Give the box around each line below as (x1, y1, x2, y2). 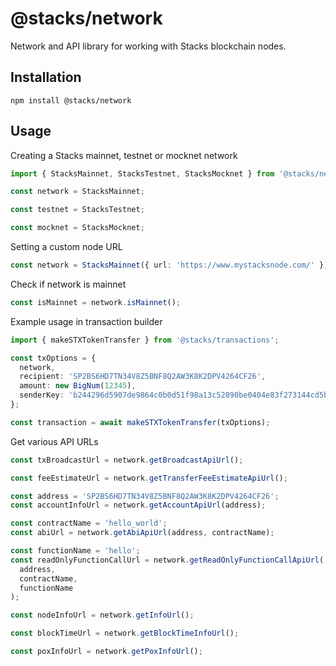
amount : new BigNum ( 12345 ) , (19, 381, 137, 391)
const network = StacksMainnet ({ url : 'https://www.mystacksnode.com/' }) (10, 260, 329, 271)
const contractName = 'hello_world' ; (10, 518, 168, 529)
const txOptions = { (10, 353, 97, 363)
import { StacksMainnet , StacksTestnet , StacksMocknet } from (10, 168, 275, 179)
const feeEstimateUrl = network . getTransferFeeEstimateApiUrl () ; (10, 473, 288, 483)
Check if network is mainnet (10, 278, 127, 290)
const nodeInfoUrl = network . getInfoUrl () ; (10, 610, 195, 621)
